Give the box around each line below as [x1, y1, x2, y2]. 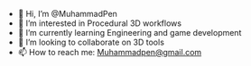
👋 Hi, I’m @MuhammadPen [17, 9, 117, 19]
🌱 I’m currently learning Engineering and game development [17, 28, 242, 37]
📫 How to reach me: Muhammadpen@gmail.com [17, 47, 202, 57]
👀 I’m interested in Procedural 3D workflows [17, 18, 182, 29]
